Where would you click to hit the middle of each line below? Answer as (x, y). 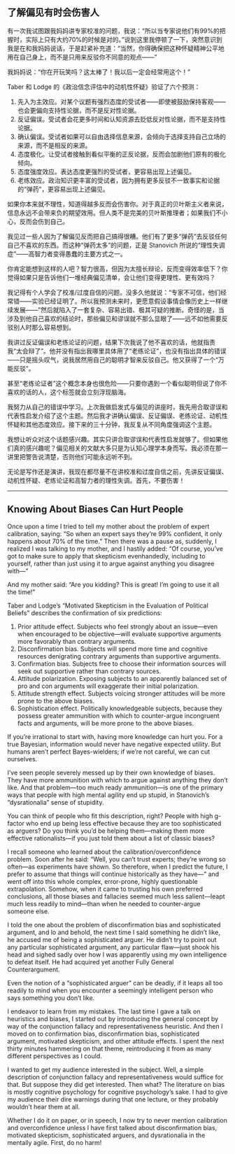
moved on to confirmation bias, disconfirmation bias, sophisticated (104, 1034)
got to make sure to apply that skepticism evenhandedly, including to (106, 556)
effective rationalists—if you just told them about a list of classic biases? (111, 838)
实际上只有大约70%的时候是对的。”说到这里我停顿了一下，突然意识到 (124, 39)
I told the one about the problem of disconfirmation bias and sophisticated (114, 924)
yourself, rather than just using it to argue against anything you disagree (111, 563)
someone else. (29, 911)
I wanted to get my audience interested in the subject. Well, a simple (106, 1069)
